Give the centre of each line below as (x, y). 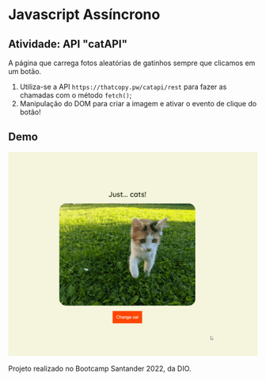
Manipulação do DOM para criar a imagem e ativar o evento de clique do (138, 104)
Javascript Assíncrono (84, 15)
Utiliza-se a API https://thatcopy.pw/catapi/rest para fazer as (123, 87)
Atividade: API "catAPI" (68, 44)
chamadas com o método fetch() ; (76, 95)
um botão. (25, 71)
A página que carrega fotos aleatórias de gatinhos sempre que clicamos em (132, 63)
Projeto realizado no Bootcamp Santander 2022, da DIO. (100, 368)
